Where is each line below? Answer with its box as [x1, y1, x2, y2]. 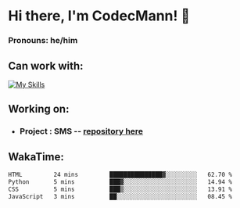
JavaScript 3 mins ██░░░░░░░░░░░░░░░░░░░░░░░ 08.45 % [8, 192, 233, 200]
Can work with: [8, 59, 84, 73]
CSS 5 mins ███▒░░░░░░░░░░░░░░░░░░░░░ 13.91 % [8, 185, 233, 193]
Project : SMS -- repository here [19, 126, 143, 137]
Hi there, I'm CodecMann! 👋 [8, 7, 190, 25]
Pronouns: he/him [8, 35, 78, 46]
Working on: [8, 102, 70, 116]
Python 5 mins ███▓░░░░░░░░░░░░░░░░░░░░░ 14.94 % [8, 178, 233, 186]
